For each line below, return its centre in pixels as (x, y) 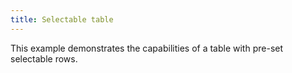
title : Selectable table (62, 19)
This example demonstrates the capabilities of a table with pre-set (147, 48)
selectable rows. (44, 58)
